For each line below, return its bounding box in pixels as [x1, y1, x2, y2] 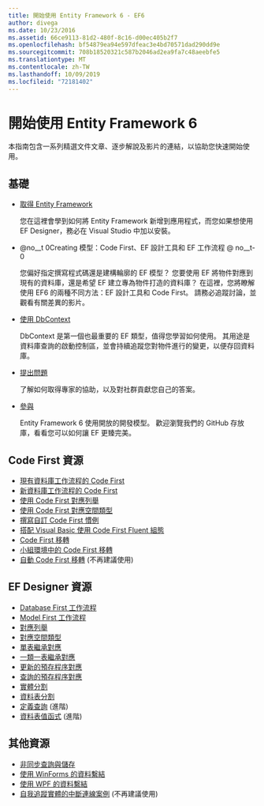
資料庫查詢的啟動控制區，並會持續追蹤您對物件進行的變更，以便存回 [19, 341, 241, 351]
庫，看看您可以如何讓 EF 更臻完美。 [19, 428, 136, 438]
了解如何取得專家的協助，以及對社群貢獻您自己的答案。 [19, 385, 199, 394]
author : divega [8, 19, 58, 27]
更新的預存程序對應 [19, 661, 83, 672]
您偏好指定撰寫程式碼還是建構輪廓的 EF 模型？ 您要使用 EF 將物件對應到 [19, 268, 254, 277]
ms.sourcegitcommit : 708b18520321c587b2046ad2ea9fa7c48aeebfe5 [8, 48, 221, 56]
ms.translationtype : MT [8, 56, 87, 64]
